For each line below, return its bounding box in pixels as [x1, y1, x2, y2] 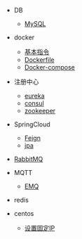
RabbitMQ [13, 155, 43, 163]
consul [24, 99, 44, 108]
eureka [24, 91, 45, 100]
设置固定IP [24, 224, 55, 232]
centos [13, 209, 34, 217]
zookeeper [24, 107, 56, 115]
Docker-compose [24, 63, 75, 71]
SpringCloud [13, 120, 50, 129]
